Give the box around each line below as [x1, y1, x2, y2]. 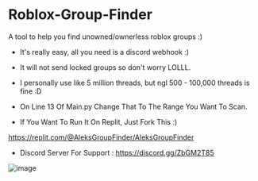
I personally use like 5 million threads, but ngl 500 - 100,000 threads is [19, 78, 250, 87]
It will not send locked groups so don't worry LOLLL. [19, 62, 191, 72]
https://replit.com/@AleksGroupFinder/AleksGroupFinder [8, 133, 194, 142]
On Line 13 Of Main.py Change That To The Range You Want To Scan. [19, 102, 248, 111]
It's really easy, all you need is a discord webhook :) [19, 47, 189, 56]
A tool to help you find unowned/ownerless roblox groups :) [8, 32, 203, 41]
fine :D [19, 86, 42, 96]
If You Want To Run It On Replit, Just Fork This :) [19, 117, 178, 126]
